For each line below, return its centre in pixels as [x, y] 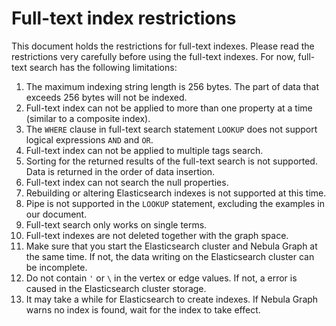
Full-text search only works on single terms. [116, 224]
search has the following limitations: [103, 67]
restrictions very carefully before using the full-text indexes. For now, [153, 56]
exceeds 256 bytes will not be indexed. [106, 97]
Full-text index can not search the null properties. [127, 182]
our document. [56, 214]
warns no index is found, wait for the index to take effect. [143, 309]
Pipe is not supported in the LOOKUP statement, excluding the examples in [175, 203]
